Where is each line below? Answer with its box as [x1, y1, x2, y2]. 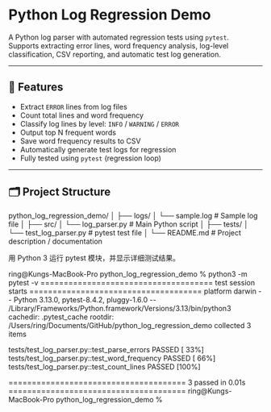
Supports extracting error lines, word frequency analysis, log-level [8, 40, 229, 50]
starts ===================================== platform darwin [8, 286, 256, 296]
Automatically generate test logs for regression [19, 144, 177, 154]
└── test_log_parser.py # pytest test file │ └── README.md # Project [8, 227, 242, 237]
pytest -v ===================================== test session [8, 277, 256, 287]
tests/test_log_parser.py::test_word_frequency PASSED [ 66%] [8, 353, 216, 363]
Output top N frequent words [19, 127, 117, 137]
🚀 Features [8, 81, 64, 94]
